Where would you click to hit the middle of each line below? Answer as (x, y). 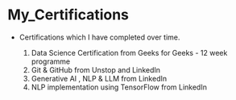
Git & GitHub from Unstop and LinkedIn (96, 69)
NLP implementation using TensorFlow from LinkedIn (119, 87)
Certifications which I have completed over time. (99, 37)
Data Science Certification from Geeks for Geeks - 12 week (129, 52)
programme (51, 61)
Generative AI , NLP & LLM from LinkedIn (99, 78)
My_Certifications (68, 15)
